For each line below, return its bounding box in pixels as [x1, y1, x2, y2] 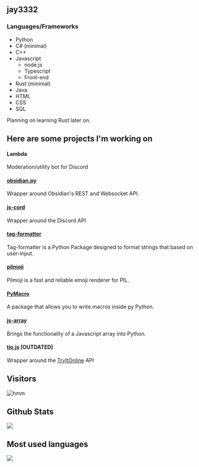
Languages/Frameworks [7, 22, 79, 31]
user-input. [7, 250, 34, 257]
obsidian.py [7, 177, 37, 184]
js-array [7, 317, 27, 324]
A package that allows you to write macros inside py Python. [7, 303, 155, 310]
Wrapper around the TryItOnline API [7, 356, 94, 363]
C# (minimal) [15, 42, 47, 49]
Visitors [7, 374, 37, 384]
